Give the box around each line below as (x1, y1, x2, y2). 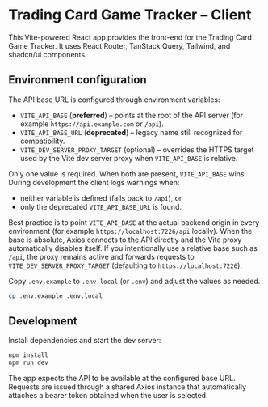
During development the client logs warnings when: (8, 177, 180, 187)
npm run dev (8, 358, 48, 367)
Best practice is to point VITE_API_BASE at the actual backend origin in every (8, 217, 260, 227)
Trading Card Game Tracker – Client (8, 6, 252, 24)
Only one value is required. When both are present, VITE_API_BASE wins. (8, 168, 247, 179)
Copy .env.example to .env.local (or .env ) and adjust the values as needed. (8, 276, 261, 286)
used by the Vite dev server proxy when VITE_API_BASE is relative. (19, 153, 238, 163)
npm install (8, 351, 48, 359)
